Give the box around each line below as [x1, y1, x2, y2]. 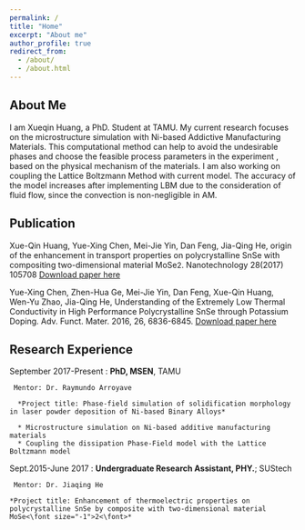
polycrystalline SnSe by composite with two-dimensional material [9, 505, 267, 514]
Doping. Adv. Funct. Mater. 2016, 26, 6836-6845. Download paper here [9, 315, 277, 326]
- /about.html [17, 65, 71, 74]
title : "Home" [9, 22, 64, 31]
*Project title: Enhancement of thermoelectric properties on [9, 496, 250, 505]
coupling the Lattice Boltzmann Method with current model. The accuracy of [9, 170, 296, 181]
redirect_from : [9, 47, 67, 56]
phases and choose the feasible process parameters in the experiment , [9, 151, 280, 162]
